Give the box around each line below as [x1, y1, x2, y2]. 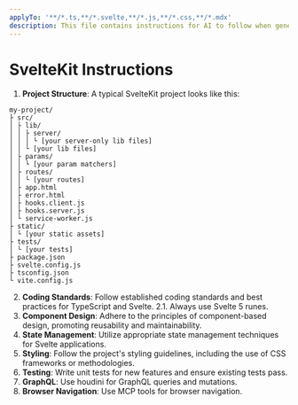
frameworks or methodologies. [21, 358, 135, 369]
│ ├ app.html [9, 183, 58, 192]
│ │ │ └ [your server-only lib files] [9, 136, 153, 146]
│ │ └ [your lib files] [9, 144, 98, 153]
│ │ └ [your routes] [9, 175, 86, 184]
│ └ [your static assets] [9, 230, 105, 239]
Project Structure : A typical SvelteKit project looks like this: [21, 89, 240, 99]
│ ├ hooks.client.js [9, 199, 86, 208]
